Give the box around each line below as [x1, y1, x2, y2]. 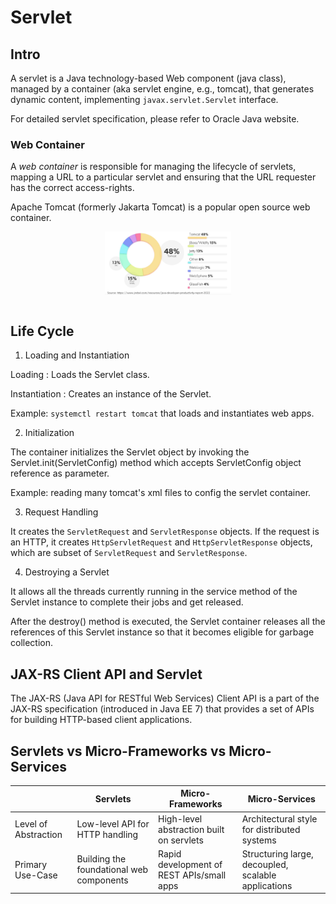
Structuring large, [241, 847, 314, 860]
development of [158, 858, 223, 870]
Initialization [24, 427, 75, 439]
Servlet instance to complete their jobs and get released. [10, 596, 244, 608]
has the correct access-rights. [10, 182, 135, 194]
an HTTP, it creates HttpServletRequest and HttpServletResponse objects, [10, 536, 313, 548]
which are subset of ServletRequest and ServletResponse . [10, 547, 248, 559]
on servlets [158, 834, 204, 846]
